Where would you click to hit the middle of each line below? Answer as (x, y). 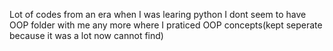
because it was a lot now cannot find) (86, 35)
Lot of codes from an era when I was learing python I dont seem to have (158, 14)
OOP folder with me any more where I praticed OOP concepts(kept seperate (166, 25)
